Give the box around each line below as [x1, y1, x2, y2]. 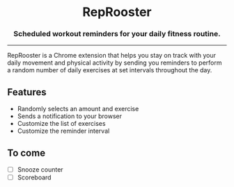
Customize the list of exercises [17, 120, 106, 128]
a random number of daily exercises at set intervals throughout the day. [7, 66, 212, 74]
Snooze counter [17, 165, 64, 174]
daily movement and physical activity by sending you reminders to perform [7, 58, 222, 67]
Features [7, 86, 47, 98]
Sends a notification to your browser [17, 112, 122, 120]
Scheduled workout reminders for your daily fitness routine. [13, 29, 221, 39]
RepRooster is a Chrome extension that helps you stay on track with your [7, 51, 216, 60]
